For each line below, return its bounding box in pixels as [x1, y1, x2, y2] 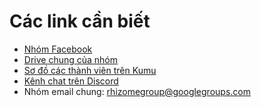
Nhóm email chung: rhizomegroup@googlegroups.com [23, 85, 251, 97]
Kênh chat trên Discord [23, 75, 119, 87]
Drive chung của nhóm [23, 53, 119, 65]
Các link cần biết [9, 10, 151, 33]
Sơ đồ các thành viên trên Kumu [23, 64, 157, 76]
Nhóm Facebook [23, 43, 93, 55]
